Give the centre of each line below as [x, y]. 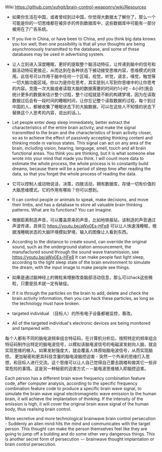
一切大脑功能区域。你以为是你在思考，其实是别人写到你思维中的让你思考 [84, 82]
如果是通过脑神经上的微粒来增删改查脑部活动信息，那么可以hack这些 [80, 277]
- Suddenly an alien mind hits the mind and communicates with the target [78, 424]
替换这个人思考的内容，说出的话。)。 [47, 113]
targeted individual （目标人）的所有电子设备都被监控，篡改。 [73, 313]
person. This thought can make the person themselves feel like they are [76, 429]
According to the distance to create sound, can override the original [79, 242]
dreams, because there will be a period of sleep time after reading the [81, 169]
